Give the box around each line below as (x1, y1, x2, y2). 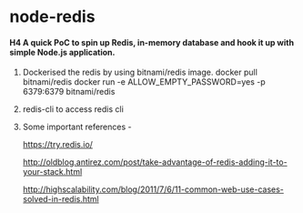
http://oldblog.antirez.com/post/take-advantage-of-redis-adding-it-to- (22, 157, 288, 167)
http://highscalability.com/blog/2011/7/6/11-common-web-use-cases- (22, 184, 285, 195)
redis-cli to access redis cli (22, 104, 125, 115)
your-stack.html (22, 167, 83, 177)
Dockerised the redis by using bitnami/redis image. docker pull (22, 66, 258, 78)
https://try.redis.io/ (22, 139, 94, 150)
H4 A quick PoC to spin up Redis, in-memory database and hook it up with (9, 36, 294, 47)
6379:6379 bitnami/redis (22, 86, 116, 97)
